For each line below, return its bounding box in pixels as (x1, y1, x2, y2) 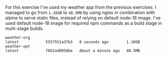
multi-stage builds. (5, 25, 44, 31)
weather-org (5, 35, 30, 40)
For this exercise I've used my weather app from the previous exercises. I (5, 4, 156, 10)
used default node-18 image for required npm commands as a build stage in (5, 20, 162, 26)
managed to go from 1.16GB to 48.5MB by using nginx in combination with (5, 9, 155, 15)
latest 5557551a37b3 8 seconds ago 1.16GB (5, 39, 140, 44)
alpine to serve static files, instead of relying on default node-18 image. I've (5, 15, 161, 20)
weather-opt (5, 44, 30, 49)
